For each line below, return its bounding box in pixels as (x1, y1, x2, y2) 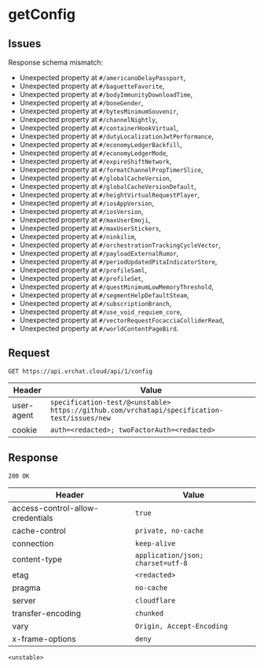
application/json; (134, 551, 204, 559)
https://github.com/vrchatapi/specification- (49, 405, 224, 415)
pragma (12, 582, 41, 593)
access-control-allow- (12, 502, 100, 513)
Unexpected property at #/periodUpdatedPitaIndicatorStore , (19, 257, 218, 266)
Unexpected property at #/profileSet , (19, 274, 144, 282)
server (12, 595, 37, 606)
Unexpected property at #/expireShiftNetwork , (19, 157, 172, 166)
